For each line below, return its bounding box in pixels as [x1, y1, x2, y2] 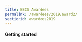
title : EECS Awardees [5, 7, 49, 12]
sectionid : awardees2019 [5, 16, 56, 21]
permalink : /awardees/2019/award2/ [5, 12, 78, 17]
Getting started [5, 31, 37, 37]
